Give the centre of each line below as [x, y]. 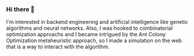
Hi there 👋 [21, 9]
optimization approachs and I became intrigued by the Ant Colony [86, 34]
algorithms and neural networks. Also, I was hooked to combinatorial [89, 28]
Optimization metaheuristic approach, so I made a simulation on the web [94, 41]
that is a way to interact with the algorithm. [58, 47]
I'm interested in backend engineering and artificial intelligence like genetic [97, 22]
